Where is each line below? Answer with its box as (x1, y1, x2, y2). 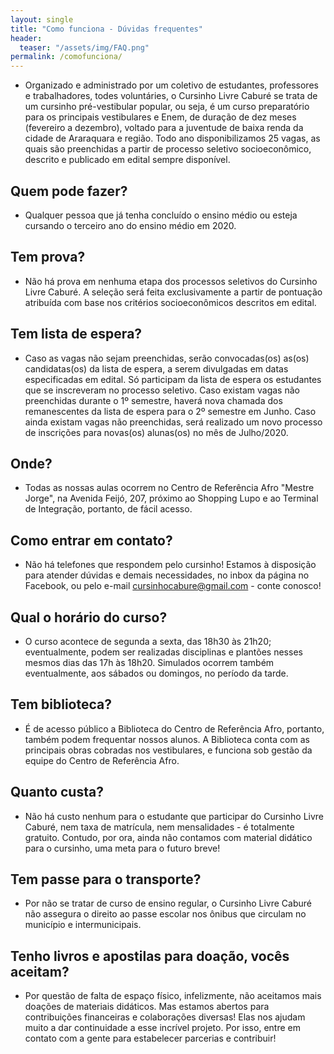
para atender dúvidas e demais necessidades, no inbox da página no (24, 569, 310, 581)
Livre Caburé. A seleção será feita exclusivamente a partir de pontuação (24, 286, 323, 298)
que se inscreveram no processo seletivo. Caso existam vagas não (24, 384, 300, 396)
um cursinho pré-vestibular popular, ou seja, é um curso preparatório (24, 101, 310, 113)
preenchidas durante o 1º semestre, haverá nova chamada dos (24, 394, 283, 406)
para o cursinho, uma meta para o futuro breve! (24, 842, 221, 854)
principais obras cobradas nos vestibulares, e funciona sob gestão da (24, 744, 313, 756)
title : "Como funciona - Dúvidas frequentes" (10, 24, 203, 34)
